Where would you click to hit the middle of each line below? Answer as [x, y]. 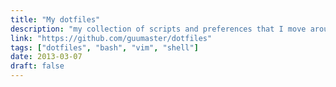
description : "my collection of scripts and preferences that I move [158, 29]
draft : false [37, 66]
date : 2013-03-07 [46, 57]
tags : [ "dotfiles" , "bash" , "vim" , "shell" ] [104, 47]
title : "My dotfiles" [55, 19]
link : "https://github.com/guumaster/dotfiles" [111, 38]
